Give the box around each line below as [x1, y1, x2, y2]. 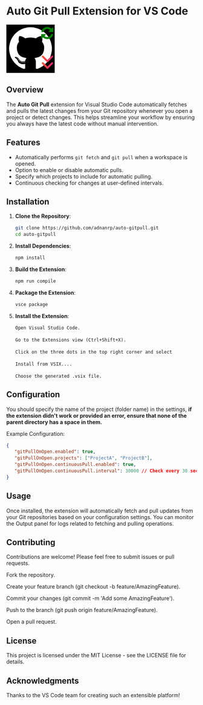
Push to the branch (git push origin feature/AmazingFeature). [6, 607, 158, 614]
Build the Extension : [14, 266, 66, 273]
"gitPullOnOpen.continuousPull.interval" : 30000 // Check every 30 [14, 468, 188, 474]
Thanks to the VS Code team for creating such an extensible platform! [6, 692, 180, 699]
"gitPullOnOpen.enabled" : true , [14, 448, 96, 455]
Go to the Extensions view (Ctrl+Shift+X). [14, 337, 127, 343]
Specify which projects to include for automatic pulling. [14, 173, 153, 180]
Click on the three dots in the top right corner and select [14, 349, 173, 355]
